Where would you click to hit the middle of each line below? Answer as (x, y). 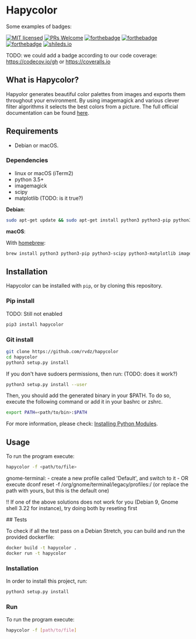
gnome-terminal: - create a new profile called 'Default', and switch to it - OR (97, 478)
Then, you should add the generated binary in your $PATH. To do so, (88, 395)
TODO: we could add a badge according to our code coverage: (82, 55)
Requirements (32, 131)
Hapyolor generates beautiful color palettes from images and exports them (96, 94)
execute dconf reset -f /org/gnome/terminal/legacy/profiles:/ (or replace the (97, 484)
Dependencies (27, 160)
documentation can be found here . (48, 112)
